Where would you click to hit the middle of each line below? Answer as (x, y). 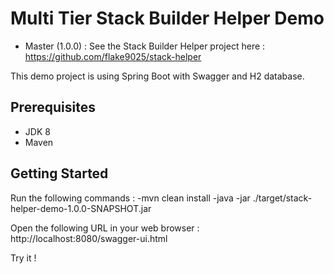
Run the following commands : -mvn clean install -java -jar (130, 198)
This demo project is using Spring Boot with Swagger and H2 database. (157, 76)
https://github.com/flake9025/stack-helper (113, 56)
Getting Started (59, 173)
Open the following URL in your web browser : (105, 228)
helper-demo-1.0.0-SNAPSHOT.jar (81, 208)
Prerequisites (53, 107)
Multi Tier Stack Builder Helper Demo (167, 18)
